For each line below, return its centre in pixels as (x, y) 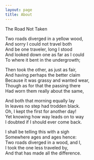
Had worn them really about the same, (44, 91)
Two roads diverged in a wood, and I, (43, 142)
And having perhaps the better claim (43, 75)
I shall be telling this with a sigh (37, 131)
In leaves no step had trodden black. (43, 106)
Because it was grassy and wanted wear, (47, 80)
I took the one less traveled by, (37, 147)
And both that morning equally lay (40, 100)
